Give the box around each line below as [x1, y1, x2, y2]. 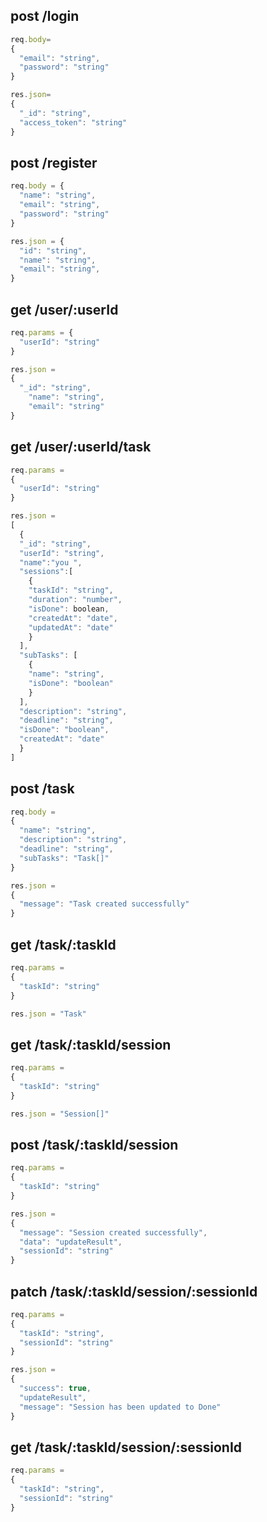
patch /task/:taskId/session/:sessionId [10, 1283, 258, 1300]
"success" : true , [19, 1384, 92, 1394]
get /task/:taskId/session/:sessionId [10, 1439, 243, 1456]
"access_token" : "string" [19, 117, 128, 128]
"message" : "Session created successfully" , [19, 1227, 208, 1238]
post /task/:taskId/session [10, 1136, 179, 1153]
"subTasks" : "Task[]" [19, 853, 110, 863]
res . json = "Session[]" [10, 1109, 110, 1119]
